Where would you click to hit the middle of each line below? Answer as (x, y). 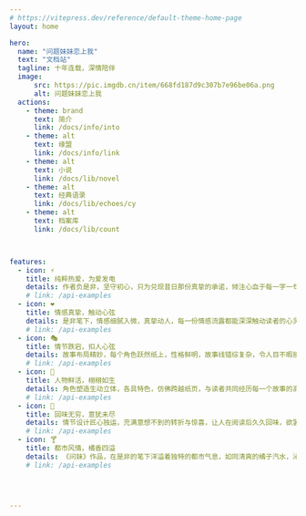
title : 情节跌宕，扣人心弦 (71, 346)
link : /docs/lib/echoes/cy (85, 204)
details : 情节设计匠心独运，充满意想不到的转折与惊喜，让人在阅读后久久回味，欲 (159, 423)
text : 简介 (53, 119)
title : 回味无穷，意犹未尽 (71, 414)
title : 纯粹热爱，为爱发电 (71, 279)
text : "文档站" (44, 60)
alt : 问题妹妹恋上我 (68, 93)
